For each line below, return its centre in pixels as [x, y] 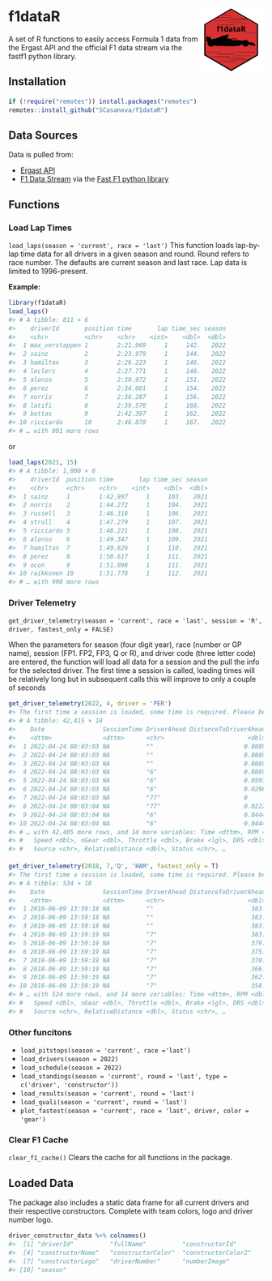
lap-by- [248, 245]
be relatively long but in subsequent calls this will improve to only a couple [132, 679]
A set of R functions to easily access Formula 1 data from [103, 39]
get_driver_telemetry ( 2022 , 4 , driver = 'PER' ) [90, 704]
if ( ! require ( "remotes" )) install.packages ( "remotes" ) [103, 101]
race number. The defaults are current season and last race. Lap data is [128, 262]
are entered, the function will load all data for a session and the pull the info [134, 662]
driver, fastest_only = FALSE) [61, 630]
